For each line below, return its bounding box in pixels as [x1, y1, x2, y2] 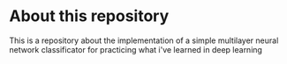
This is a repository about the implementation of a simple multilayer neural [9, 35, 279, 46]
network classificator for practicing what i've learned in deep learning [9, 44, 263, 54]
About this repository [9, 6, 170, 26]
